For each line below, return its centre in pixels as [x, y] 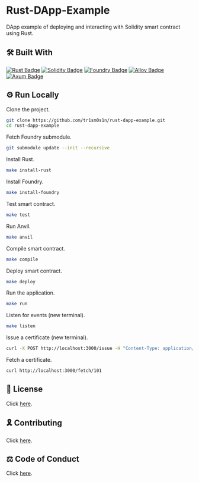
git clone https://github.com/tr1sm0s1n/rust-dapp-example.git [86, 120]
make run [17, 304]
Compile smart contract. [36, 248]
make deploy [21, 281]
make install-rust [29, 170]
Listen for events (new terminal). [46, 315]
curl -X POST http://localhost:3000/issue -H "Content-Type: [83, 349]
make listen [21, 326]
